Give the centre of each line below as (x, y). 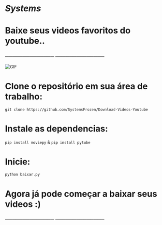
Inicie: (18, 162)
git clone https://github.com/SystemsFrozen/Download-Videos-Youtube (77, 110)
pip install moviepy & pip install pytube (48, 142)
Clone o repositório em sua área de (76, 86)
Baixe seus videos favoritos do (68, 31)
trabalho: (24, 96)
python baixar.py (22, 175)
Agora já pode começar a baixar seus (81, 194)
